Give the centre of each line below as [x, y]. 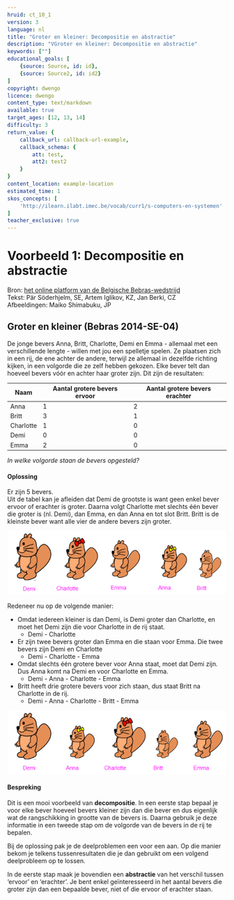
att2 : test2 [50, 162]
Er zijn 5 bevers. [30, 492]
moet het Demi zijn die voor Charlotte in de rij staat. [91, 627]
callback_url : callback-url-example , [75, 139]
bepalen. [20, 832]
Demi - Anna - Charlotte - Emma [74, 678]
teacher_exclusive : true [43, 221]
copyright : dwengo [34, 88]
